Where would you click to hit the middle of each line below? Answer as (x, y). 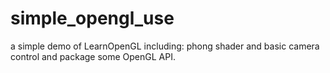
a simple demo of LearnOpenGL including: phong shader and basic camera (165, 46)
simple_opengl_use (92, 18)
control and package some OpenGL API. (93, 56)
